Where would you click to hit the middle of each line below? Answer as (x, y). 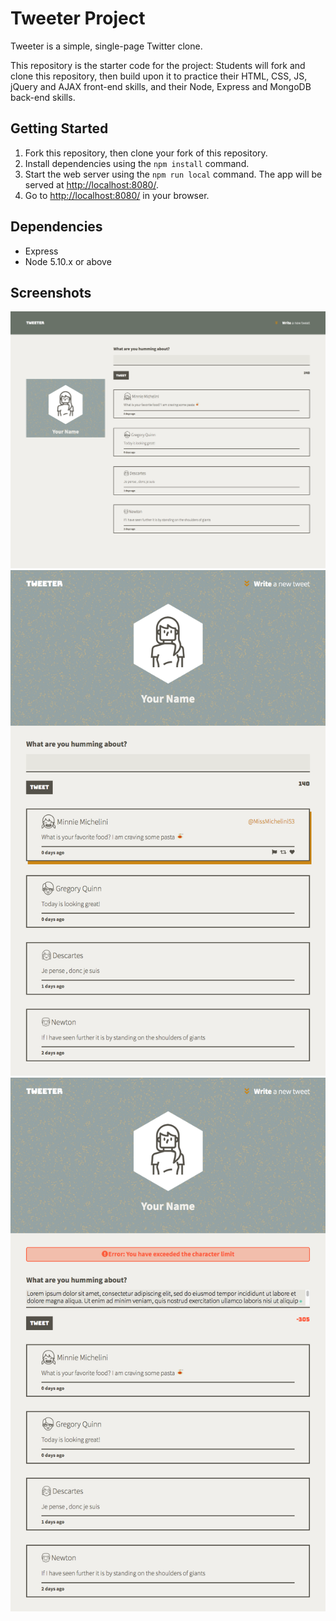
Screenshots (51, 292)
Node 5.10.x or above (68, 261)
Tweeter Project (78, 18)
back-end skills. (43, 97)
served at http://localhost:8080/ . (91, 184)
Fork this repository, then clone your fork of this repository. (146, 153)
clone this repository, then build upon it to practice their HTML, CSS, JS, (159, 76)
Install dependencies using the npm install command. (137, 163)
